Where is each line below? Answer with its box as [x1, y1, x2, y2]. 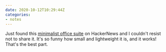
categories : [5, 12, 31, 17]
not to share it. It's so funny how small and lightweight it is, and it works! [5, 36, 157, 42]
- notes [5, 17, 22, 22]
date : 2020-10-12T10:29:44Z [5, 7, 65, 13]
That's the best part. [5, 41, 48, 47]
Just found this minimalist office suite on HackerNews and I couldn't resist [5, 31, 161, 37]
